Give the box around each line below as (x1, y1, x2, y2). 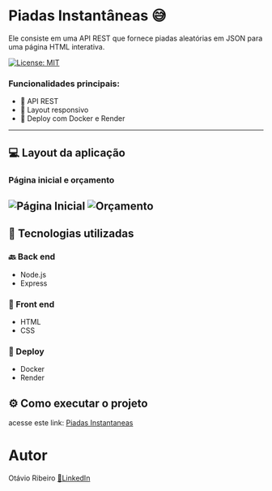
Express (19, 278, 48, 288)
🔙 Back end (8, 251, 56, 262)
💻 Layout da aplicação (8, 145, 125, 160)
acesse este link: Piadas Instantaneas (8, 418, 134, 428)
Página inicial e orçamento (8, 174, 115, 185)
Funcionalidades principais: (8, 78, 120, 89)
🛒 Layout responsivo (19, 105, 89, 115)
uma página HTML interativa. (8, 41, 105, 51)
